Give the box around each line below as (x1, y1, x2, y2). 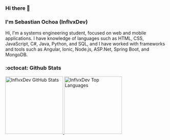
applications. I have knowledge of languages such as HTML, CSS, (5, 35, 144, 41)
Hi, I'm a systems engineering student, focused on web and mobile (5, 30, 146, 36)
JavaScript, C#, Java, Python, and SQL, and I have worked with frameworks (5, 41, 165, 47)
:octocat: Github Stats (5, 64, 61, 72)
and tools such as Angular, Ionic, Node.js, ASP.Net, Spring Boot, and (5, 46, 150, 53)
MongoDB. (5, 52, 28, 58)
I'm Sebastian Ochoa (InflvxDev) (5, 18, 88, 25)
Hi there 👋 (5, 5, 31, 12)
